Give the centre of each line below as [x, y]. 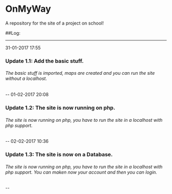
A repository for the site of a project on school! [55, 23]
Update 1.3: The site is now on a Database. [59, 155]
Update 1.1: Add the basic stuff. [45, 61]
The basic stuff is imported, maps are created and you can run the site [80, 73]
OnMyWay [28, 9]
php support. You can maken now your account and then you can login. [81, 172]
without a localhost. [26, 79]
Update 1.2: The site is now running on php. [60, 107]
